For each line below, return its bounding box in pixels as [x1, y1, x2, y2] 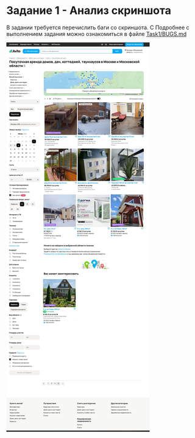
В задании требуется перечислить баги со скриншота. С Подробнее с [6, 24, 190, 31]
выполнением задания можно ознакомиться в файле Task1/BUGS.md [6, 30, 187, 37]
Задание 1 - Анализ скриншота [6, 4, 172, 18]
